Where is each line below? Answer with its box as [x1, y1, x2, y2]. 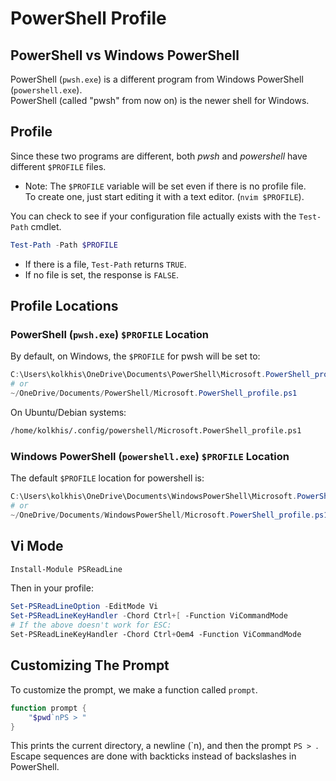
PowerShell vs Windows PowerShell [10, 47, 240, 64]
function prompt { [10, 703, 87, 713]
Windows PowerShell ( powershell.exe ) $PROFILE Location [10, 449, 290, 463]
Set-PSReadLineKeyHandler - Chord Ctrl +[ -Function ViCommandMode [10, 611, 288, 621]
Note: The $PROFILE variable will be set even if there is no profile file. [24, 180, 307, 192]
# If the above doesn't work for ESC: [10, 620, 172, 631]
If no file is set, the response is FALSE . [24, 268, 179, 281]
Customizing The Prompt [10, 657, 170, 674]
